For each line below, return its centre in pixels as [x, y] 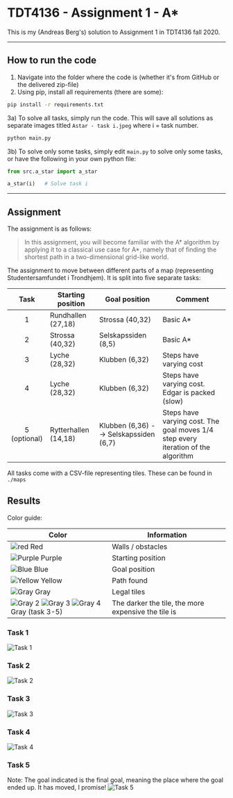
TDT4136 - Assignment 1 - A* [93, 13]
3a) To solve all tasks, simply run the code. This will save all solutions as [110, 118]
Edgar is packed [189, 392]
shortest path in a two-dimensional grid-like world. [96, 257]
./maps [17, 480]
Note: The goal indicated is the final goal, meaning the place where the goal [115, 780]
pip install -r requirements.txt [55, 105]
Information [167, 535]
